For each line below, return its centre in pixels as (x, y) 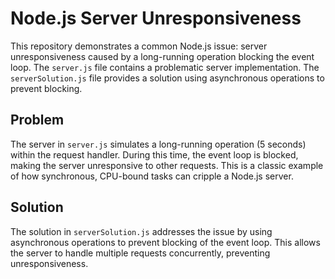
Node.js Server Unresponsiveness (156, 18)
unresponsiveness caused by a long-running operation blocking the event (162, 56)
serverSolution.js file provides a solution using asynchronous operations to (167, 78)
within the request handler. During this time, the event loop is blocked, (154, 154)
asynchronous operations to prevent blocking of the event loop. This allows (165, 242)
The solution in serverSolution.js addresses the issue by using (141, 231)
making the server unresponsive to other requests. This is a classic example (167, 165)
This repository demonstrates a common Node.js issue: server (139, 46)
